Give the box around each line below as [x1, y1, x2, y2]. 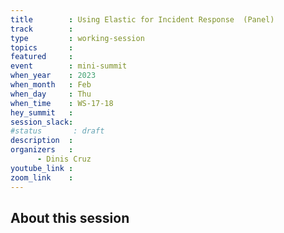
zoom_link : [10, 172, 74, 183]
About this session [10, 209, 130, 226]
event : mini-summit [10, 61, 128, 71]
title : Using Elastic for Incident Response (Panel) [10, 14, 275, 25]
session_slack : [10, 117, 74, 127]
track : [10, 24, 74, 34]
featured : [10, 52, 74, 62]
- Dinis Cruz [36, 154, 92, 164]
